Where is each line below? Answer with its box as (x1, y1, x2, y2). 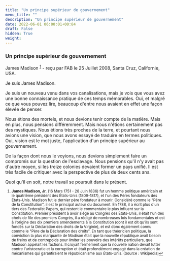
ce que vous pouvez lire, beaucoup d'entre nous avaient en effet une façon (5, 101, 162, 107)
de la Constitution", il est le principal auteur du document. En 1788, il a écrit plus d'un (11, 202, 159, 207)
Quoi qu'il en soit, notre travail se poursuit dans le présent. (5, 179, 128, 185)
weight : (5, 36, 22, 41)
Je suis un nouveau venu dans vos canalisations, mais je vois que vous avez (5, 90, 165, 96)
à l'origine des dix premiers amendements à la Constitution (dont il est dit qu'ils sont (11, 219, 158, 225)
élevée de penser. (5, 106, 43, 112)
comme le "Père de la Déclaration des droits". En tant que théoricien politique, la (11, 229, 151, 234)
